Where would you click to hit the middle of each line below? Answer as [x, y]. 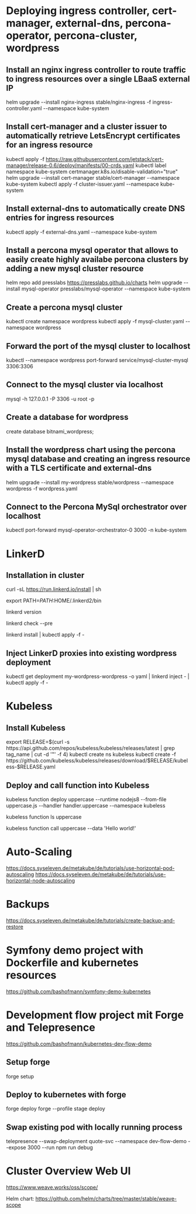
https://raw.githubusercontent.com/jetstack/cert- [105, 159]
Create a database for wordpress [67, 417]
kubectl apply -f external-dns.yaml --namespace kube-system [81, 232]
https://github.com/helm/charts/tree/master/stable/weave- [106, 1199]
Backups [28, 904]
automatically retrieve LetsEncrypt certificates [93, 136]
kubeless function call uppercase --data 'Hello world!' [71, 828]
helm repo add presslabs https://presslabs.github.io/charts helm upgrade [94, 283]
